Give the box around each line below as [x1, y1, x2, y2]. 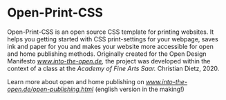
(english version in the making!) [95, 85, 185, 93]
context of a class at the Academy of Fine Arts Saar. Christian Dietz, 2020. [7, 64, 220, 72]
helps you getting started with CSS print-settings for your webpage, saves [7, 34, 219, 43]
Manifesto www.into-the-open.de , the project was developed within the [7, 57, 211, 65]
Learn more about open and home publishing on [7, 77, 144, 86]
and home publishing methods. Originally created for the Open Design [7, 50, 207, 58]
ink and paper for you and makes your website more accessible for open [7, 42, 214, 50]
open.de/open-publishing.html [7, 85, 94, 93]
